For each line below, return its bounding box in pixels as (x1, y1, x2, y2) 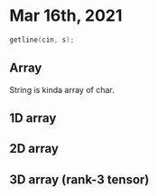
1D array (9, 110, 57, 126)
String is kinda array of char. (9, 84, 115, 95)
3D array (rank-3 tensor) (9, 172, 150, 187)
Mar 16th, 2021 (9, 5, 123, 26)
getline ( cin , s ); (9, 35, 75, 44)
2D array (9, 141, 60, 156)
